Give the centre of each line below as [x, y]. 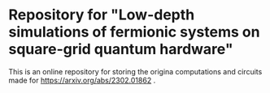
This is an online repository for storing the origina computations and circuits [135, 71]
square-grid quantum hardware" [121, 49]
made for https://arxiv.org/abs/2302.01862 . [82, 80]
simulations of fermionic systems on [134, 32]
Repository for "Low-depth [102, 15]
